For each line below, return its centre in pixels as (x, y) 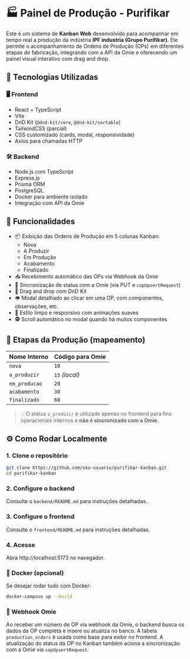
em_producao (26, 384)
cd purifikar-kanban (31, 474)
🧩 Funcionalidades (41, 222)
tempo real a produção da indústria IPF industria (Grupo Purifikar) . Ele (92, 40)
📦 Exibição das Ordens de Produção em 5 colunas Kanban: (87, 236)
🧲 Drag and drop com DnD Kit (51, 291)
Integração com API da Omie (49, 203)
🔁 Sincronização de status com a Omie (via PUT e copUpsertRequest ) (98, 285)
